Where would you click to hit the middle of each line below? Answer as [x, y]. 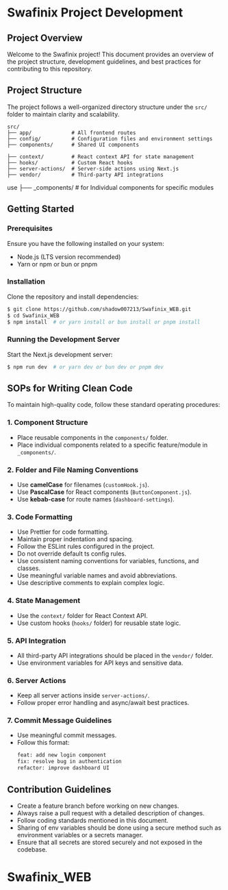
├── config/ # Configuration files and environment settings [110, 138]
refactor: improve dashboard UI [63, 768]
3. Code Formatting [40, 517]
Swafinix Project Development [95, 13]
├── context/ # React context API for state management [101, 157]
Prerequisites [30, 229]
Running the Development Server [64, 339]
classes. [29, 568]
